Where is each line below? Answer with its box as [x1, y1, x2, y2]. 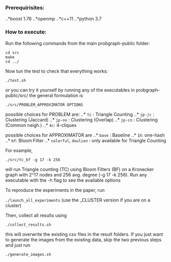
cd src [5, 50, 19, 55]
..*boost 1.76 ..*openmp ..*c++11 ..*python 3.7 [5, 16, 102, 22]
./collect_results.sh [5, 222, 52, 227]
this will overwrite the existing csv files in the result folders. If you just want [5, 231, 163, 237]
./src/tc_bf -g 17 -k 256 [5, 157, 60, 162]
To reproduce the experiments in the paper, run [5, 187, 105, 193]
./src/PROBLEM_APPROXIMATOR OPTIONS [5, 102, 83, 107]
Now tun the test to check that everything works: [5, 68, 108, 74]
